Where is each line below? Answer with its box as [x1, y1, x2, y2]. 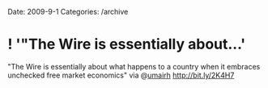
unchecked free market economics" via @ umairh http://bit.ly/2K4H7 [7, 70, 235, 80]
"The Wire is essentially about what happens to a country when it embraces [7, 61, 261, 71]
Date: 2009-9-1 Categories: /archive [7, 7, 129, 16]
